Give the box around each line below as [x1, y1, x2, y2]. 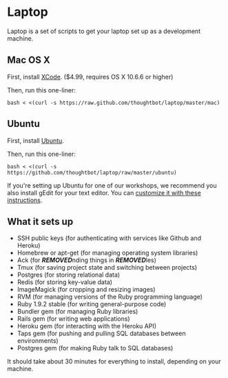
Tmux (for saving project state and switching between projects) [17, 263, 198, 272]
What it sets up [7, 215, 74, 228]
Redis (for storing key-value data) [17, 278, 112, 286]
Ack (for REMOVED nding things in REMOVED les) [17, 256, 157, 264]
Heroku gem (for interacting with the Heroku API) [17, 322, 157, 330]
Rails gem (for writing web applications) [17, 315, 130, 323]
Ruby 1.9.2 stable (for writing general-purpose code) [17, 300, 167, 308]
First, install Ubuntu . [7, 136, 64, 145]
